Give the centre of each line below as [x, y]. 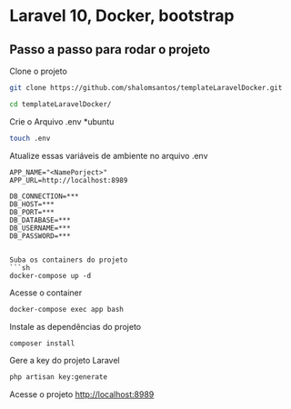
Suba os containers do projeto [69, 260]
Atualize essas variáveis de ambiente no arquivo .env [109, 155]
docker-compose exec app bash [67, 309]
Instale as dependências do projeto [75, 326]
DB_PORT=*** [32, 212]
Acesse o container [46, 293]
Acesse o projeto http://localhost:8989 [82, 394]
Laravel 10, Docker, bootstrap [122, 16]
